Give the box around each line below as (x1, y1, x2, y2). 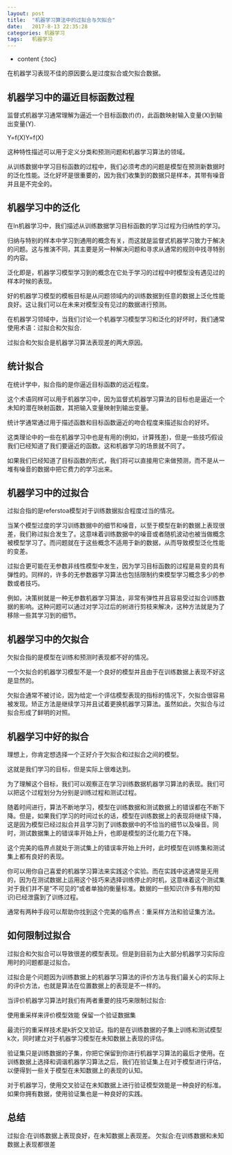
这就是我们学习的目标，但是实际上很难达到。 (7, 765, 135, 773)
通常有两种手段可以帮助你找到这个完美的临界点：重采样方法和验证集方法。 (7, 907, 219, 916)
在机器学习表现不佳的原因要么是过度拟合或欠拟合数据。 (7, 69, 164, 77)
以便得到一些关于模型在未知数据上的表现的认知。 (7, 1066, 146, 1074)
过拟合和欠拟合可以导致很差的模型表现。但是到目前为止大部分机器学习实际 (7, 949, 219, 958)
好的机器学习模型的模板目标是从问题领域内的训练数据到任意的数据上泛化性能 (7, 291, 225, 299)
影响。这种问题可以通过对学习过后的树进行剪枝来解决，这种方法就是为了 (19, 602, 225, 611)
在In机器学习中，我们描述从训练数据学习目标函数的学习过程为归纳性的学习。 (7, 221, 224, 230)
